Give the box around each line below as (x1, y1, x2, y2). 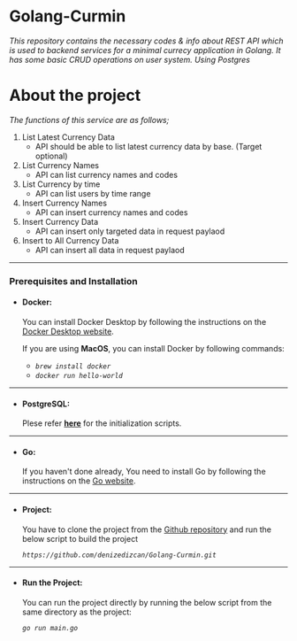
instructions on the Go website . (21, 475, 136, 486)
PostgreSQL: (21, 398, 71, 409)
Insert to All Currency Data (21, 235, 119, 245)
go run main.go (21, 623, 79, 632)
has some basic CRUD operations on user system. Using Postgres (9, 54, 250, 65)
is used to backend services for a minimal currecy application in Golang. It (9, 44, 281, 55)
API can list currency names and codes (34, 169, 179, 180)
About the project (9, 86, 141, 105)
